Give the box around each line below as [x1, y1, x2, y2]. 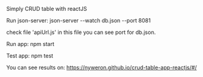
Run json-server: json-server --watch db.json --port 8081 [6, 17, 151, 24]
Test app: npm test [6, 52, 54, 59]
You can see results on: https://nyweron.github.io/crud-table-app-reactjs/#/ [6, 64, 197, 71]
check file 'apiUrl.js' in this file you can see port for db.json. [6, 28, 156, 36]
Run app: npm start [6, 41, 55, 47]
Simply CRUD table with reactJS [6, 5, 87, 12]
